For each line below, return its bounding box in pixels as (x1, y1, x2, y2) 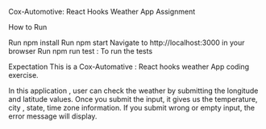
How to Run (8, 22, 48, 31)
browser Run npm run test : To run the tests (8, 46, 153, 55)
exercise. (8, 71, 39, 79)
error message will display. (8, 111, 98, 121)
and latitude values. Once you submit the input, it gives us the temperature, (8, 95, 258, 103)
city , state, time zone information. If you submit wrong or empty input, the (8, 103, 256, 112)
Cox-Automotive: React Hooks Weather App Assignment (8, 7, 196, 16)
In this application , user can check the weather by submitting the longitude (8, 86, 259, 95)
